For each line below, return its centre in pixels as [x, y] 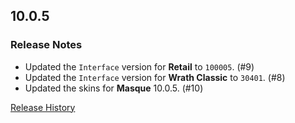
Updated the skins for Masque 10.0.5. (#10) [114, 88]
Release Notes [46, 45]
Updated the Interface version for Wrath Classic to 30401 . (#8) [155, 77]
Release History [43, 107]
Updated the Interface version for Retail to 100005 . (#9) [139, 66]
